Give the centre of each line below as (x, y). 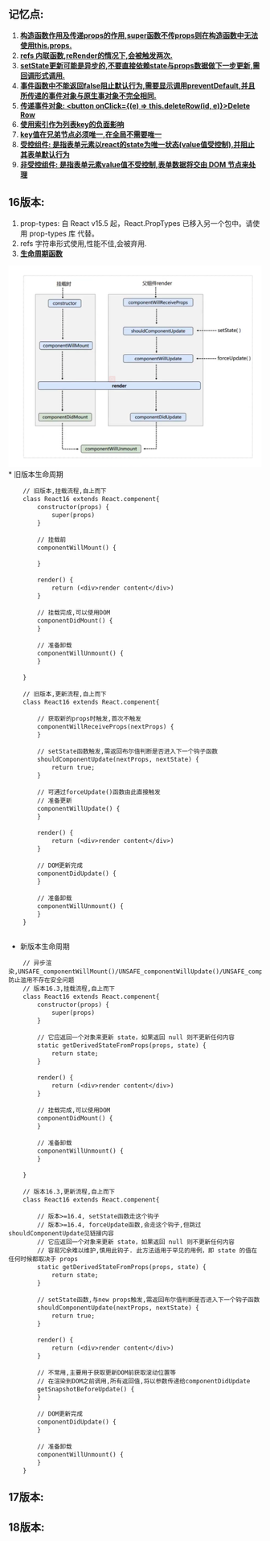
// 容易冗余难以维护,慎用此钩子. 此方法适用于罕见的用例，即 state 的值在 (147, 1250)
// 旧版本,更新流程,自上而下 (65, 694)
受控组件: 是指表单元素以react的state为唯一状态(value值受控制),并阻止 (137, 144)
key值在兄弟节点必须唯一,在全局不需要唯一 (91, 134)
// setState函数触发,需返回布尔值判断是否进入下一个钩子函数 (128, 751)
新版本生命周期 (45, 946)
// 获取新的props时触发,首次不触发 (90, 718)
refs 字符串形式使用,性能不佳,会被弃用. (83, 243)
